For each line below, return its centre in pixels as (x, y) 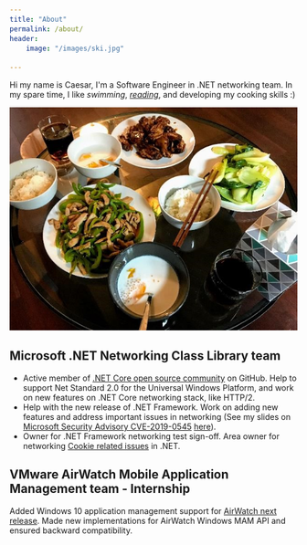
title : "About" (38, 19)
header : (24, 38)
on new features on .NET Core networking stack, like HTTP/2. (139, 397)
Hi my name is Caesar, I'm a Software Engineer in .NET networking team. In (151, 85)
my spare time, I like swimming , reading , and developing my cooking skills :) (153, 95)
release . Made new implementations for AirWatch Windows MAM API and (148, 520)
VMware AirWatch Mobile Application (119, 475)
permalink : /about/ (47, 29)
